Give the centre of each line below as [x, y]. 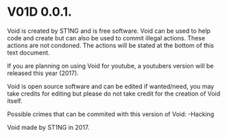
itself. [15, 100]
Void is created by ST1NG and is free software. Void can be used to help [109, 31]
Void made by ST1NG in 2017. [48, 127]
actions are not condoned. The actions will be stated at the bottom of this [111, 45]
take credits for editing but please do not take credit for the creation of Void [114, 94]
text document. [28, 53]
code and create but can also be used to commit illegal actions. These [106, 38]
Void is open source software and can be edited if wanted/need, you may [111, 86]
